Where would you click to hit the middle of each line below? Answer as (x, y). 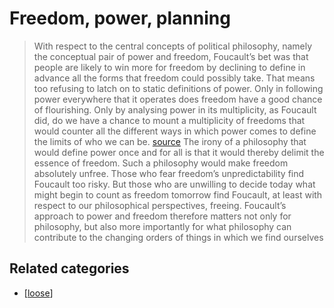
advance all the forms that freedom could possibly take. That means (174, 78)
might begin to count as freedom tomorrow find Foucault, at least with (178, 194)
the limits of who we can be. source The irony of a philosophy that (170, 141)
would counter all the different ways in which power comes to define (175, 131)
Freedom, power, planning (120, 18)
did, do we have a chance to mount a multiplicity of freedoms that (169, 120)
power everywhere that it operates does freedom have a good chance (178, 99)
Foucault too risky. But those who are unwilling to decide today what (174, 184)
